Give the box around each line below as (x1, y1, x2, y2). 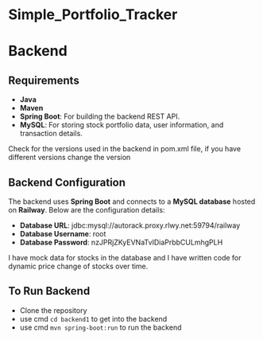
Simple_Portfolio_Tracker (8, 6, 178, 24)
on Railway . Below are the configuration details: (8, 205, 165, 214)
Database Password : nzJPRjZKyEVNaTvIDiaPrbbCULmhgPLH (19, 237, 223, 247)
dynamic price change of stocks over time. (8, 261, 149, 271)
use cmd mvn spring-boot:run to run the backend (19, 322, 182, 332)
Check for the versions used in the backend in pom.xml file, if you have (8, 144, 241, 154)
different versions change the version (8, 153, 131, 162)
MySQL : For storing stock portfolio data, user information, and (19, 120, 224, 130)
